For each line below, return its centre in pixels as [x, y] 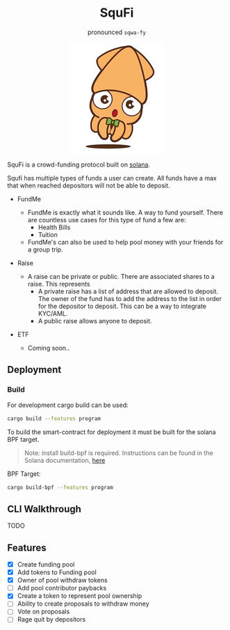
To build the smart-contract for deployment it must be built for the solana [112, 432]
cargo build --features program [54, 418]
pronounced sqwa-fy [116, 32]
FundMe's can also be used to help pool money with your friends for [125, 242]
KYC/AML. [53, 313]
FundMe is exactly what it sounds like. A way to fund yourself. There [125, 212]
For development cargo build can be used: [68, 405]
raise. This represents [59, 284]
